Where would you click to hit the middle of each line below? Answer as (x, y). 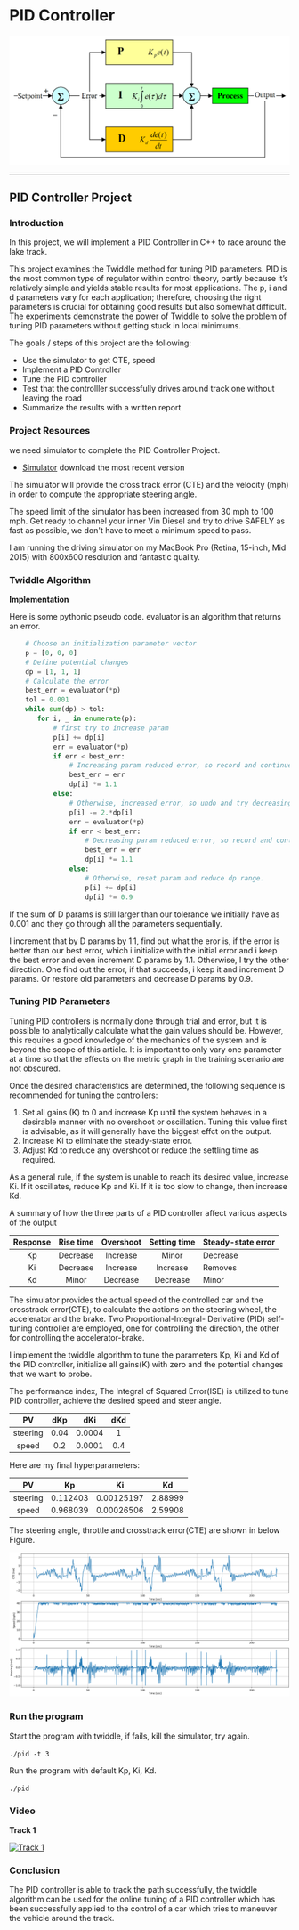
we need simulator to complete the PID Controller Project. (115, 450)
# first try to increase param (111, 728)
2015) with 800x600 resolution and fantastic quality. (105, 556)
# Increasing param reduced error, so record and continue (181, 766)
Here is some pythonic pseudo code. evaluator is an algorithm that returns (145, 617)
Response (32, 1242)
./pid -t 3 (29, 1754)
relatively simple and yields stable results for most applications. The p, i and (148, 288)
